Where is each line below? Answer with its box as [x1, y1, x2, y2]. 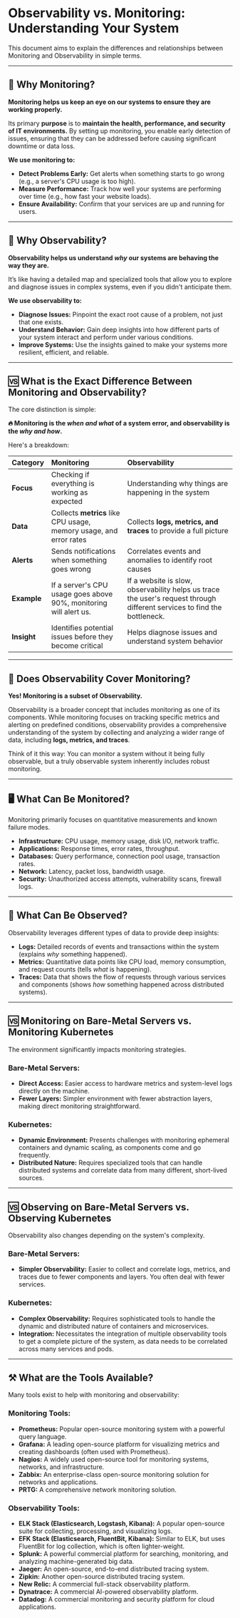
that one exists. [18, 317, 63, 326]
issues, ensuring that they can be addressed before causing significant [8, 134, 216, 143]
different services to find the [127, 602, 222, 612]
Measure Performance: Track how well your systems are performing [18, 184, 221, 193]
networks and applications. [18, 1478, 98, 1486]
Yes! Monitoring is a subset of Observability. [8, 691, 143, 700]
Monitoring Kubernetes [8, 1026, 114, 1039]
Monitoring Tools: [8, 1408, 71, 1418]
